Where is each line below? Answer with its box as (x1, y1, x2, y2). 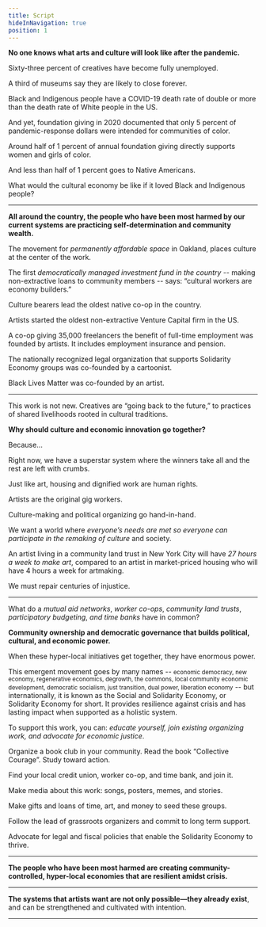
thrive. (8, 841, 29, 850)
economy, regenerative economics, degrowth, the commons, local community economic (8, 675, 249, 684)
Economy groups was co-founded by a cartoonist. (8, 363, 173, 372)
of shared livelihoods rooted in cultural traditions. (8, 410, 169, 419)
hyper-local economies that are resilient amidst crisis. (46, 872, 228, 881)
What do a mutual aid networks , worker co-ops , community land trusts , (8, 604, 242, 614)
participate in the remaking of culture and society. (8, 534, 172, 544)
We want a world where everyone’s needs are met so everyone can (8, 525, 228, 535)
